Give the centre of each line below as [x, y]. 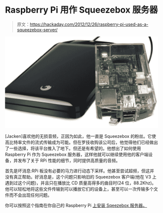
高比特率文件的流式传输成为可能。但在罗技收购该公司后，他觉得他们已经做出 [81, 142]
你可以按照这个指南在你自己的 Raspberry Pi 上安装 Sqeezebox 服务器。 [76, 205]
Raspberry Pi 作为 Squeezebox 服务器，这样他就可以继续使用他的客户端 [77, 154]
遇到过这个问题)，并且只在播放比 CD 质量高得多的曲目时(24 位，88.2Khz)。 [81, 183]
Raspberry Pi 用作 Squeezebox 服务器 [81, 10]
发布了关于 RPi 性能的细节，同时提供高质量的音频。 [69, 160]
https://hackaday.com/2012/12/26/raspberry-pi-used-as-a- [89, 24]
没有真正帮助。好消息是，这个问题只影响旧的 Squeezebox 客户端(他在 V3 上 [81, 177]
